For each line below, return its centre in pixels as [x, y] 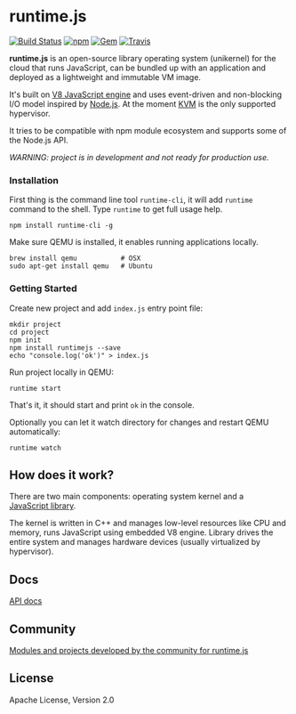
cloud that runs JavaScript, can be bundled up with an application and [138, 68]
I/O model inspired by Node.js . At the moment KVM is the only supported [143, 103]
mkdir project [36, 324]
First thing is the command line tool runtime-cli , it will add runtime [131, 200]
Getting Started [43, 288]
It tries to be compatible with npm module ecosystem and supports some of [148, 130]
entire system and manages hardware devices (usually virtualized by [135, 542]
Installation [34, 180]
